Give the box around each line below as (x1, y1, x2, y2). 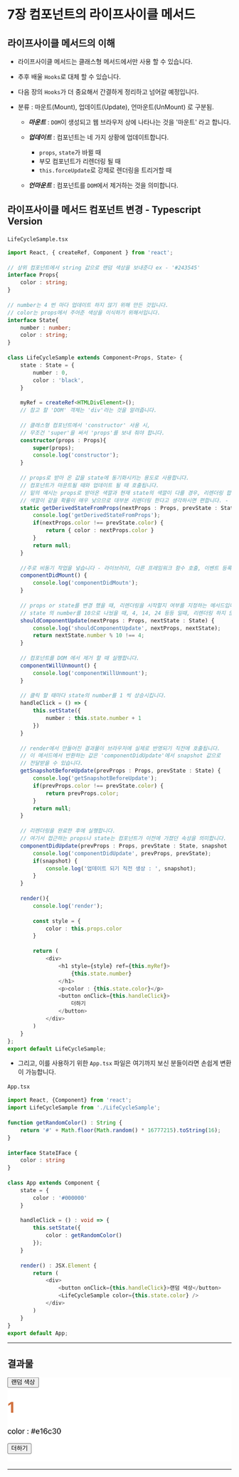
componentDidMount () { (20, 572, 87, 579)
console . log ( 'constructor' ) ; (33, 452, 119, 459)
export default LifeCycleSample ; (7, 1045, 107, 1053)
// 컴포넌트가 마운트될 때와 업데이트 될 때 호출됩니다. (20, 481, 159, 489)
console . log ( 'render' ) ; (33, 902, 103, 909)
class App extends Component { (7, 1179, 100, 1186)
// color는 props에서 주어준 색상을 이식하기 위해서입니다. (7, 309, 161, 316)
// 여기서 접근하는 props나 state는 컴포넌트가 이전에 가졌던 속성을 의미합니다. (20, 835, 227, 842)
